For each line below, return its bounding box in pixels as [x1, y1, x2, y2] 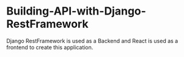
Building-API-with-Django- [6, 4, 147, 18]
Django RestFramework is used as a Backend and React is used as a [6, 37, 178, 44]
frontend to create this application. [6, 44, 94, 51]
